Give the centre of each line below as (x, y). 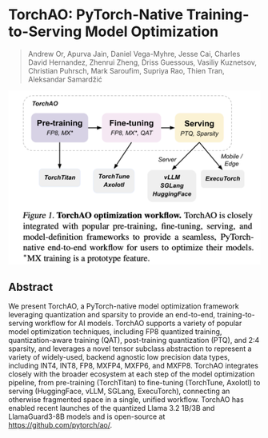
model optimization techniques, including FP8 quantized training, (115, 332)
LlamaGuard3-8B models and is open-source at (87, 416)
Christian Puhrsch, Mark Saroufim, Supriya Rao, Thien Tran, (126, 70)
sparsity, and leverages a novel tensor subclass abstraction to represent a (130, 348)
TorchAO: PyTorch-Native (96, 15)
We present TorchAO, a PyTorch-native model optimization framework (124, 306)
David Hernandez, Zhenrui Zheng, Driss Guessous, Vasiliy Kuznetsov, (142, 62)
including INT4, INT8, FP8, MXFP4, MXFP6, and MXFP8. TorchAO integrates (133, 366)
